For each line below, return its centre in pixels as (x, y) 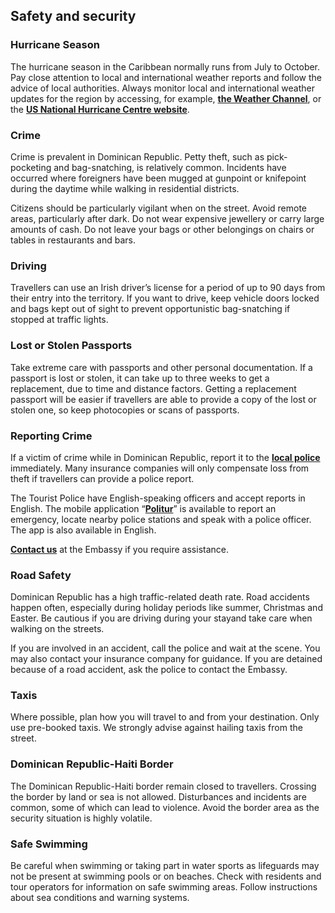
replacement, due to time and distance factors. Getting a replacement (153, 388)
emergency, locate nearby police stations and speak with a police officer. (161, 519)
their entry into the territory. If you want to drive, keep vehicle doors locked (165, 298)
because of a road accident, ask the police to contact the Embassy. (149, 670)
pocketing (31, 167)
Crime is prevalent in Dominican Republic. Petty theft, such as (137, 156)
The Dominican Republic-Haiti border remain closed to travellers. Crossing (163, 786)
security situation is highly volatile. (81, 818)
